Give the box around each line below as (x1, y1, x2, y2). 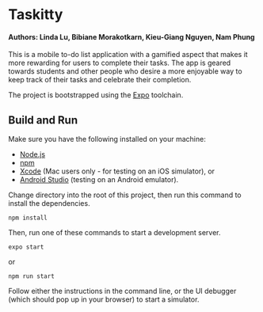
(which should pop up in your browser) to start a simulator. (8, 295, 200, 304)
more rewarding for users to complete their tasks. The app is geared (8, 58, 231, 68)
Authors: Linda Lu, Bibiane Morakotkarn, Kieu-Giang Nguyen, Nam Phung (8, 32, 255, 41)
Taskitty (8, 6, 63, 24)
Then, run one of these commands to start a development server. (8, 228, 221, 238)
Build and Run (8, 113, 78, 127)
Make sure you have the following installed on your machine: (8, 135, 206, 144)
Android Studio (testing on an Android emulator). (19, 175, 179, 185)
